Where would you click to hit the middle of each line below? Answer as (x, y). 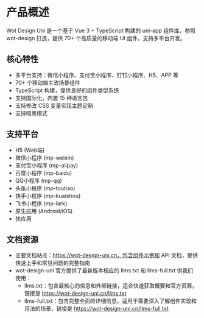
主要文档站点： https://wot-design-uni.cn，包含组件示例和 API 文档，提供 (106, 255)
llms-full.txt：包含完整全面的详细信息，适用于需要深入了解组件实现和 (110, 301)
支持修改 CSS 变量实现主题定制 (54, 105)
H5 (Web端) (30, 150)
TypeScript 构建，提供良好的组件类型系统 (67, 90)
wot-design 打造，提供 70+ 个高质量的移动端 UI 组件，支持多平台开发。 (96, 38)
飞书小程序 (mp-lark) (41, 203)
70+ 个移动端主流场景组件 (47, 82)
